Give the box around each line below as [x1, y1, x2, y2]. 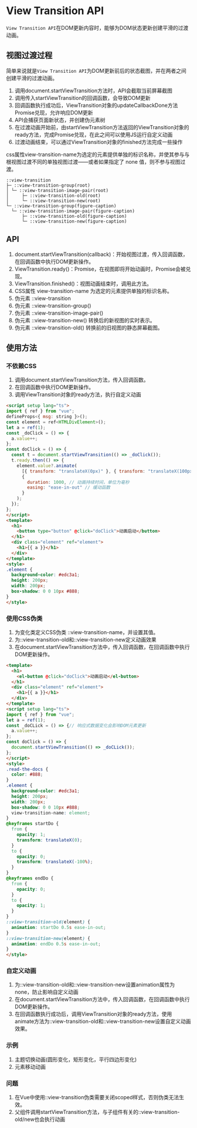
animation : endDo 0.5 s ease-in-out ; [11, 941, 101, 947]
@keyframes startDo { [6, 821, 59, 827]
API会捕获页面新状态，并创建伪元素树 [14, 116, 106, 123]
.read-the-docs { [6, 766, 49, 772]
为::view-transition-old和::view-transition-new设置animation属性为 [14, 981, 175, 988]
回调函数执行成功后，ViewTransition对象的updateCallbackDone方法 [14, 102, 178, 109]
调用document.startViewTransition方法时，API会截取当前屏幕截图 [14, 87, 173, 94]
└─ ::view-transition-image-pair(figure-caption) [11, 208, 135, 214]
